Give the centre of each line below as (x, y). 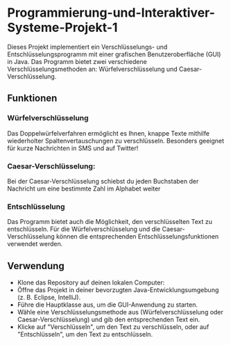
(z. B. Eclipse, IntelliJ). (49, 298)
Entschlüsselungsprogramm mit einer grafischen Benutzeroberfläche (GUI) (114, 54)
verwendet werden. (35, 244)
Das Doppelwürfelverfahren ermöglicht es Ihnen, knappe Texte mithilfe (109, 133)
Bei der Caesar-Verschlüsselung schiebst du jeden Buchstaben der (103, 181)
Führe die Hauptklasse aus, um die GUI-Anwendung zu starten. (107, 305)
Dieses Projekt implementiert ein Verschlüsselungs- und (87, 47)
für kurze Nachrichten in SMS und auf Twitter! (73, 148)
